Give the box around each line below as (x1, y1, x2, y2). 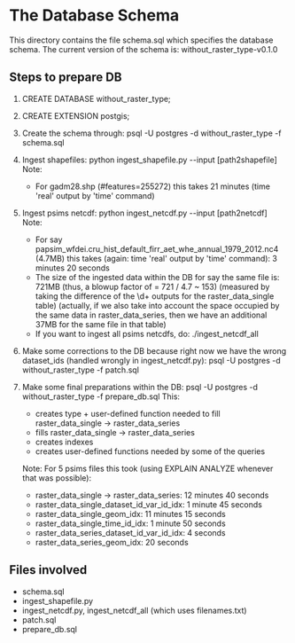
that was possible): (21, 472, 91, 483)
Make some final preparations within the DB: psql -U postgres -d (21, 381, 259, 392)
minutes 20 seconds (35, 263, 111, 273)
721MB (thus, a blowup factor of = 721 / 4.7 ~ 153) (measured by (35, 281, 270, 292)
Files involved (9, 562, 88, 577)
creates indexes (35, 436, 94, 447)
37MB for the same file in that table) (35, 318, 167, 329)
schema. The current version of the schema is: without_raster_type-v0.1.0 (9, 43, 278, 54)
